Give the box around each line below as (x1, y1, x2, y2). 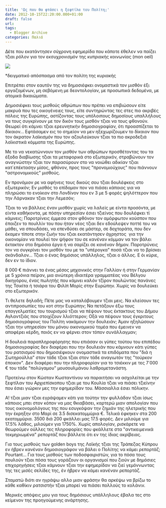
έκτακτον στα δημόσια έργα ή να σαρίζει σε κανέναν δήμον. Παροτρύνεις (5, 241, 159, 248)
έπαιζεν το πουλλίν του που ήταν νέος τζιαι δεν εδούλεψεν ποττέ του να (5, 220, 157, 226)
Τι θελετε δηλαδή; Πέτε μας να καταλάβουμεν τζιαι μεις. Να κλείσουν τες (5, 298, 160, 304)
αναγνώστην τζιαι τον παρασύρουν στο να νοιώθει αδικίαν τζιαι (5, 159, 139, 165)
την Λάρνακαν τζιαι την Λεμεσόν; (5, 195, 75, 201)
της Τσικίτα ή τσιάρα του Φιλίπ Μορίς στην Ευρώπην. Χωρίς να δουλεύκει (5, 283, 159, 289)
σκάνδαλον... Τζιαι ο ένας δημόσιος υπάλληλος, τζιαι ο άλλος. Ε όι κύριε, (5, 252, 159, 258)
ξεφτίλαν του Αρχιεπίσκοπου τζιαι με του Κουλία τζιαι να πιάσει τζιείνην (5, 380, 155, 386)
